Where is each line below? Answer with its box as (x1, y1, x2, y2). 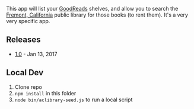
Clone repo (14, 83, 43, 91)
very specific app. (6, 18, 50, 24)
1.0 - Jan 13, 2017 (14, 50, 58, 57)
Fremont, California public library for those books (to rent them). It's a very (6, 11, 189, 18)
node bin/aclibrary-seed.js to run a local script (14, 96, 133, 103)
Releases (6, 35, 41, 45)
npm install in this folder (14, 89, 77, 97)
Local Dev (6, 68, 44, 78)
